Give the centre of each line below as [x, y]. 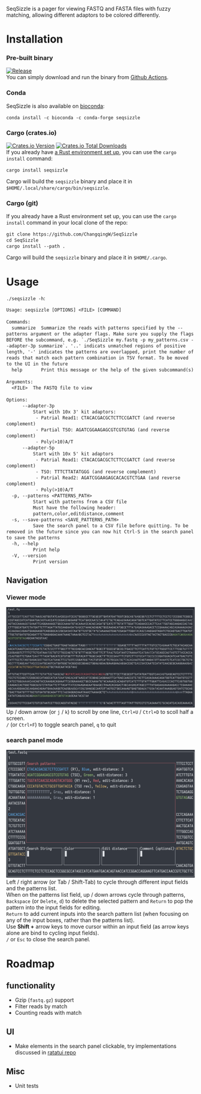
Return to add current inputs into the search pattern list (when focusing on [98, 914]
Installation [35, 39]
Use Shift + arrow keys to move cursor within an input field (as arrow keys [98, 927]
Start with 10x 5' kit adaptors [73, 454]
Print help [46, 550]
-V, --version [29, 556]
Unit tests [27, 1086]
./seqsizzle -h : [26, 299]
